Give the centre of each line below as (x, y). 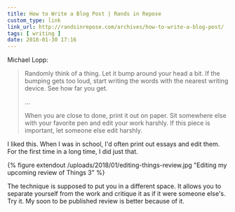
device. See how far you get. (66, 88)
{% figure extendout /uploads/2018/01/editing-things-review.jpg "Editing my (117, 165)
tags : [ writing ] (34, 33)
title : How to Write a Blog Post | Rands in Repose (84, 14)
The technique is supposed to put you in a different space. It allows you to (114, 186)
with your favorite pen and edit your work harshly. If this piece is (117, 123)
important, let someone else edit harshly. (83, 131)
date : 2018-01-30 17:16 (42, 40)
